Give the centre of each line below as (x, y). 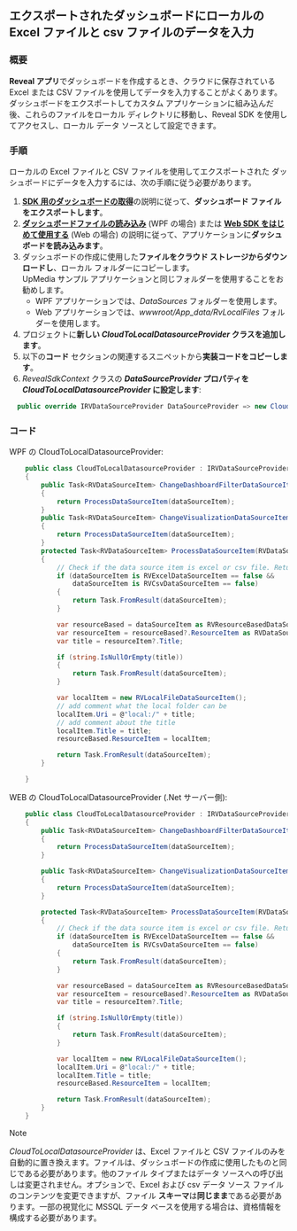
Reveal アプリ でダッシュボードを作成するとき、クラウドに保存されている (142, 81)
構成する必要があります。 (55, 1218)
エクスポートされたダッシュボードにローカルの (137, 16)
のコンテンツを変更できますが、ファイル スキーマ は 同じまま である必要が (142, 1196)
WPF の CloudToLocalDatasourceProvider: (86, 452)
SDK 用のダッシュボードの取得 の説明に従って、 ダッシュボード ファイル (152, 201)
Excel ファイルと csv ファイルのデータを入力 (132, 32)
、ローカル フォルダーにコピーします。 (123, 268)
